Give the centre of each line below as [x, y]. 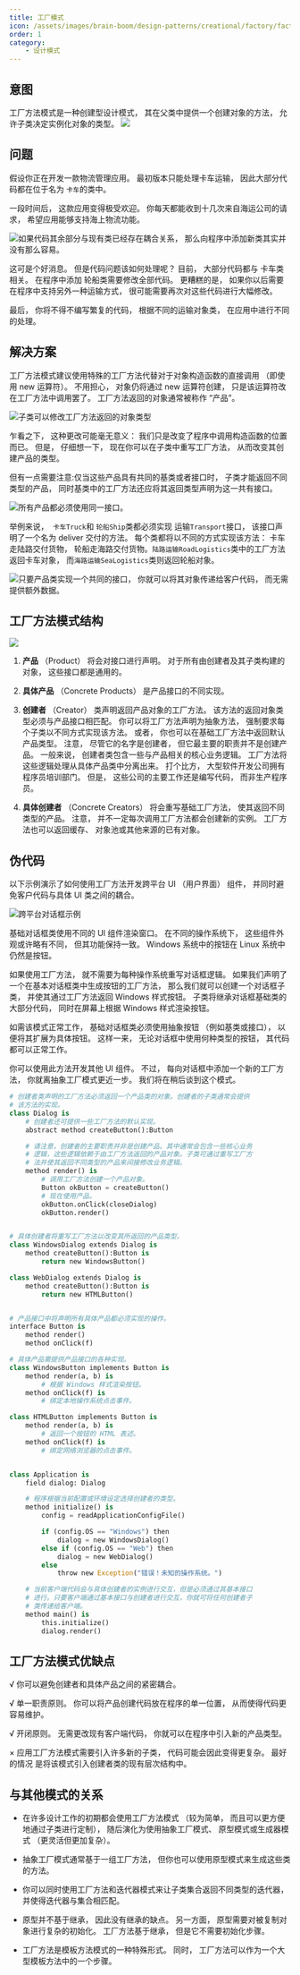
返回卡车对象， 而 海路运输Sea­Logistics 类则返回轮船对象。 [114, 559]
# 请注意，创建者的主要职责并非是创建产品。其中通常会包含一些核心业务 [139, 1146]
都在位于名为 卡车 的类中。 [64, 189]
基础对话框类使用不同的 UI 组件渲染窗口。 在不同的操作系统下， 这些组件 [143, 933]
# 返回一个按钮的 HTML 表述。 [91, 1434]
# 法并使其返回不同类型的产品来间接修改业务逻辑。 [106, 1163]
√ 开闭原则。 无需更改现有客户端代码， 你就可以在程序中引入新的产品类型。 [148, 1733]
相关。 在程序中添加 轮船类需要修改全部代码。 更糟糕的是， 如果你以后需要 [146, 279]
